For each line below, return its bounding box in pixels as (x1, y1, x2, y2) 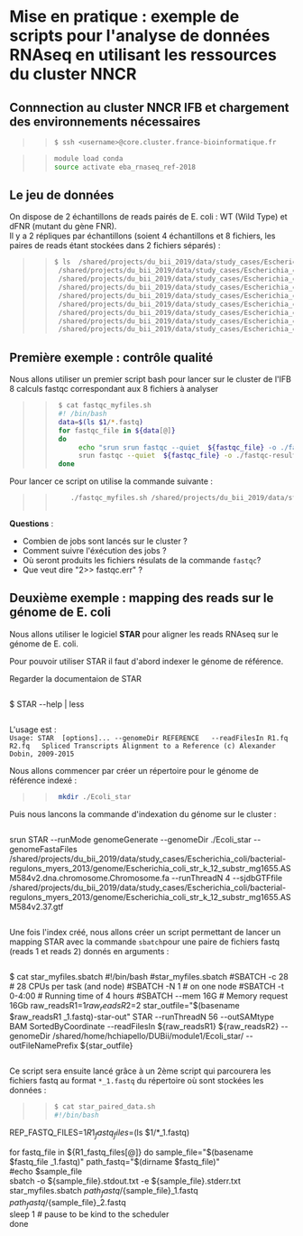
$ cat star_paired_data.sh (53, 1102, 156, 1111)
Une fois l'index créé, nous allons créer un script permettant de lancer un (9, 926, 281, 937)
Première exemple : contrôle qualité (9, 349, 214, 365)
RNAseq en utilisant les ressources (9, 45, 277, 65)
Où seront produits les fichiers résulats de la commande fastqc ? (22, 554, 262, 565)
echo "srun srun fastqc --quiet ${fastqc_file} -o (78, 442, 277, 452)
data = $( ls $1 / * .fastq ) (58, 417, 144, 426)
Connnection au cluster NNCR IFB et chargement (9, 99, 289, 115)
